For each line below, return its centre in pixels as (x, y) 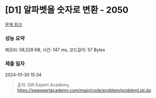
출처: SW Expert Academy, (43, 85)
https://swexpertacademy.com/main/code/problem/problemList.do (84, 90)
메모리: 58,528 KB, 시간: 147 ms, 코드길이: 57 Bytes (55, 50)
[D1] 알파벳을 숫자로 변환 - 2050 (67, 10)
